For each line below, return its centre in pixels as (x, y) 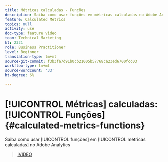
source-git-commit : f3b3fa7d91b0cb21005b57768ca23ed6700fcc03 (71, 61)
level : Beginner (22, 52)
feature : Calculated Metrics (35, 19)
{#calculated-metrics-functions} (75, 126)
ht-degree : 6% (20, 75)
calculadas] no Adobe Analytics (38, 145)
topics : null (19, 24)
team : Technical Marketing (33, 38)
